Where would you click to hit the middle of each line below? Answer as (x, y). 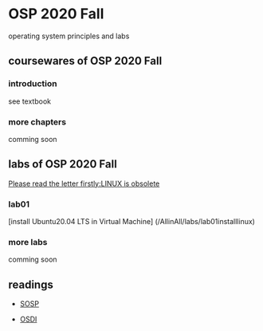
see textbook (30, 101)
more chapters (37, 122)
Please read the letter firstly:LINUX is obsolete (84, 183)
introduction (33, 84)
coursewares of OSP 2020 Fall (85, 61)
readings (31, 284)
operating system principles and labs (69, 36)
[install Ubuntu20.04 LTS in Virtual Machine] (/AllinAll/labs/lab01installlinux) (131, 222)
